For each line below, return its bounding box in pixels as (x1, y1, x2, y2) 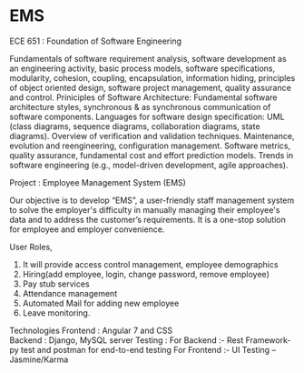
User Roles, (9, 241, 53, 252)
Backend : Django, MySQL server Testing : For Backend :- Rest (9, 334, 244, 346)
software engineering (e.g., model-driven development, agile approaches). (9, 159, 289, 170)
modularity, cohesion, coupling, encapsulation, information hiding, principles (9, 72, 296, 83)
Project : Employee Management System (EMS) (9, 176, 186, 187)
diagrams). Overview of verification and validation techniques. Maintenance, (9, 130, 295, 141)
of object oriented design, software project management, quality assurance (9, 82, 292, 93)
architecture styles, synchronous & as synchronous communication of (9, 101, 271, 112)
